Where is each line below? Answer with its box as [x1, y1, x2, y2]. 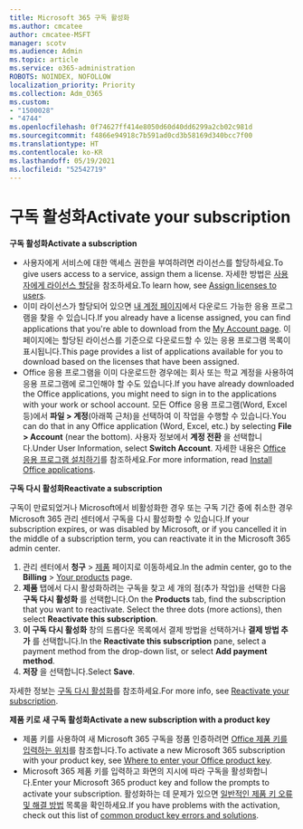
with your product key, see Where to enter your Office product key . [22, 755, 273, 766]
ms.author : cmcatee [9, 22, 83, 31]
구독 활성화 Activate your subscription [9, 206, 291, 227]
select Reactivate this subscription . [22, 614, 158, 624]
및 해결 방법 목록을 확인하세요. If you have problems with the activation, [22, 800, 280, 811]
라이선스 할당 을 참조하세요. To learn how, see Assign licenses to [46, 280, 278, 291]
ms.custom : [9, 97, 51, 107]
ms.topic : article [9, 55, 79, 64]
